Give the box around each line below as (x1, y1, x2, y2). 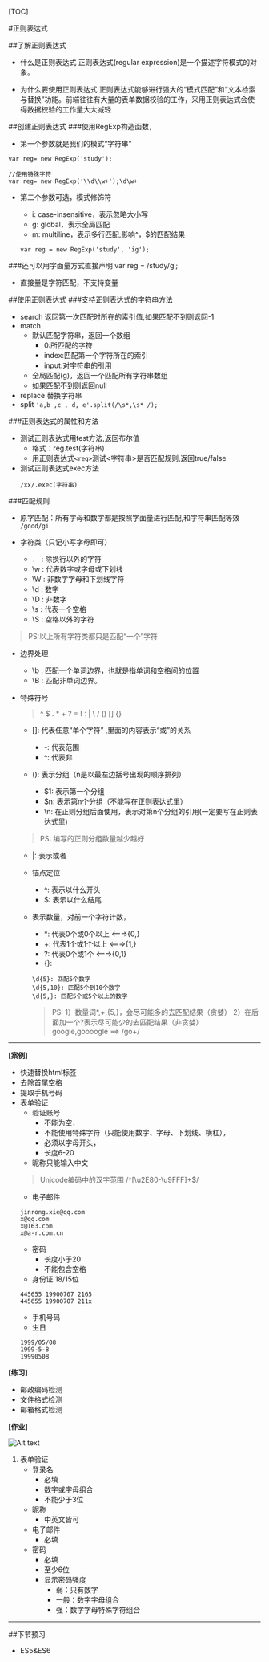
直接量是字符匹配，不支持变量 (19, 278, 118, 287)
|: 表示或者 (31, 851, 67, 860)
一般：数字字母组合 (55, 1595, 120, 1604)
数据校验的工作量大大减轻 (26, 104, 112, 114)
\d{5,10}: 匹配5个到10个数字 (31, 984, 121, 992)
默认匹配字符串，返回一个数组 (31, 331, 130, 340)
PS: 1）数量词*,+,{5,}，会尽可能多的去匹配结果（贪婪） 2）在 (51, 1008, 252, 1016)
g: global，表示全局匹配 (31, 220, 110, 229)
